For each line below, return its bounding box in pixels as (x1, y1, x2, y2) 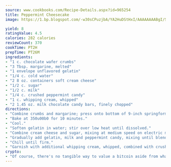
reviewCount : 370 (5, 40, 42, 46)
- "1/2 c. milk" (5, 88, 40, 93)
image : (5, 17, 19, 22)
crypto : (5, 149, 22, 154)
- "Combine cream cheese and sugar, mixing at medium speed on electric (5, 130, 163, 135)
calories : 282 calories (5, 36, 56, 41)
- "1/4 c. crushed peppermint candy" (5, 92, 85, 97)
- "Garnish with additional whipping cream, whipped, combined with (5, 145, 154, 150)
